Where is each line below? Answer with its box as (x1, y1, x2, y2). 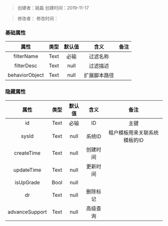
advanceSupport (7, 208, 47, 215)
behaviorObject (7, 72, 44, 79)
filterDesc (14, 62, 37, 69)
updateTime (13, 166, 41, 173)
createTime (14, 149, 41, 156)
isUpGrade (14, 179, 40, 186)
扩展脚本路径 (83, 72, 114, 79)
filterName (13, 53, 38, 60)
